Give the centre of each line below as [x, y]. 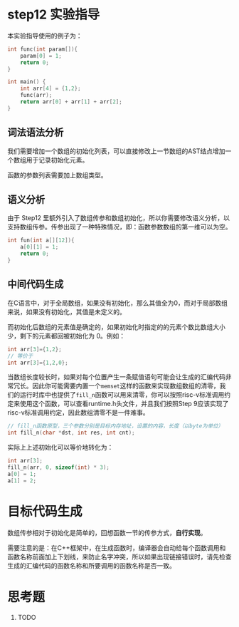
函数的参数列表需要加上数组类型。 [57, 175]
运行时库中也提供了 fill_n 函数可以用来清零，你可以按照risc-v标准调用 [122, 395]
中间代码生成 [36, 285]
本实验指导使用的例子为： [45, 36]
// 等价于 [20, 356]
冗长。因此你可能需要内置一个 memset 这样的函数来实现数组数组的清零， [116, 386]
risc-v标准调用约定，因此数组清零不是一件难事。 [78, 413]
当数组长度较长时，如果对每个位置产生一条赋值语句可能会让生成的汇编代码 [116, 377]
